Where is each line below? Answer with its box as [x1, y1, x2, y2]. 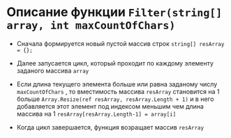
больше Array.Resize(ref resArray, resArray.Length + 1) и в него [16, 95, 214, 103]
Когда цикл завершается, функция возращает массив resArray [16, 123, 204, 131]
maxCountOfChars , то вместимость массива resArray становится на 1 [16, 87, 221, 95]
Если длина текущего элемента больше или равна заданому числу [16, 79, 218, 88]
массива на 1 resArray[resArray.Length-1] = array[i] [16, 109, 177, 118]
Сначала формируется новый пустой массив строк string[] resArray [16, 39, 225, 47]
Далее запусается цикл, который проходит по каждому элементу [16, 59, 214, 67]
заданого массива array [16, 66, 89, 75]
